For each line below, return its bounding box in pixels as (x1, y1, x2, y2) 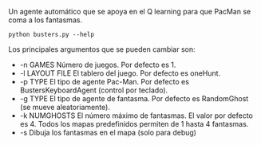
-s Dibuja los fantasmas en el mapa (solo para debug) (19, 127, 197, 137)
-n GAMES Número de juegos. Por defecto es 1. (19, 60, 176, 69)
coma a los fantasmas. (8, 15, 82, 25)
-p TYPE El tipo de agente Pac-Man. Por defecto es (19, 77, 190, 86)
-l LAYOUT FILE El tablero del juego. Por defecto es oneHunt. (19, 69, 221, 78)
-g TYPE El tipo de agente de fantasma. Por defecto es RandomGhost (19, 94, 249, 103)
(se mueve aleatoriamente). (19, 103, 110, 112)
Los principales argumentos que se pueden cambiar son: (8, 45, 196, 54)
